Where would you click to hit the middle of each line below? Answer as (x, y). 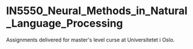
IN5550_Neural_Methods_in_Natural (97, 11)
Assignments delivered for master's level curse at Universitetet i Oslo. (91, 40)
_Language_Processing (65, 23)
